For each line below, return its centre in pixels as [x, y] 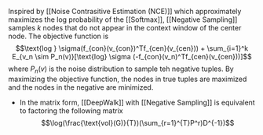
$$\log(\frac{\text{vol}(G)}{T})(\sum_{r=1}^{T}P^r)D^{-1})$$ [138, 123]
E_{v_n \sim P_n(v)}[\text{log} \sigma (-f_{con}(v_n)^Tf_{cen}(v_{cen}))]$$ [132, 57]
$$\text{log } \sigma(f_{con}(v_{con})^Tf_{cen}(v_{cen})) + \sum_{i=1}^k [132, 48]
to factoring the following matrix [71, 110]
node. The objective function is [58, 36]
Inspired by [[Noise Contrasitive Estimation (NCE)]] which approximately [125, 11]
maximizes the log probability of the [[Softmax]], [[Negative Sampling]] [123, 20]
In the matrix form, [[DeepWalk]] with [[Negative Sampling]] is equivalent [137, 102]
